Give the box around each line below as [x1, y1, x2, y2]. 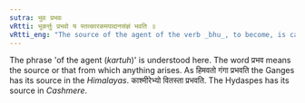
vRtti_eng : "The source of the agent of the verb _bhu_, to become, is [9, 30, 286, 39]
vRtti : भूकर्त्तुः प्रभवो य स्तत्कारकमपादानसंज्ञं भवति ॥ [9, 22, 156, 31]
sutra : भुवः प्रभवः [9, 13, 63, 23]
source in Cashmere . [9, 85, 88, 96]
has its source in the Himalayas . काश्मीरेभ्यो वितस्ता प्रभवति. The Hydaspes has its [9, 75, 290, 86]
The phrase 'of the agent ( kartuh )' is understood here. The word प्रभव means [9, 55, 291, 66]
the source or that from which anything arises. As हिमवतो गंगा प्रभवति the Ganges [9, 65, 295, 76]
